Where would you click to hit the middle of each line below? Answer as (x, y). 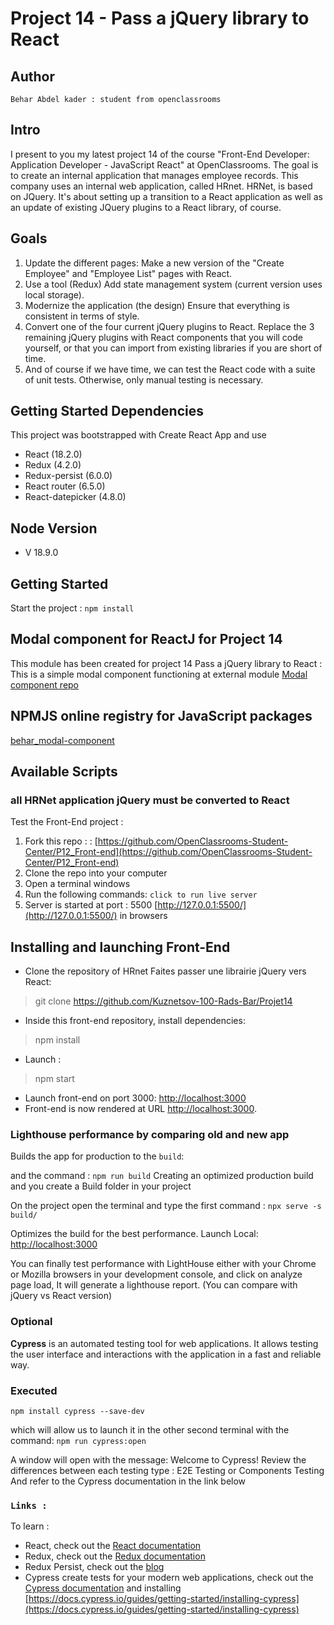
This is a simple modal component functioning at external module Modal (159, 674)
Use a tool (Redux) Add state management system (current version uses (173, 284)
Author (32, 76)
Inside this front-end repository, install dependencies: (135, 1021)
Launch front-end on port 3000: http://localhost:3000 (135, 1098)
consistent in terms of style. (82, 316)
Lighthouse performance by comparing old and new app (150, 1135)
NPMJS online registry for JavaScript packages (161, 716)
